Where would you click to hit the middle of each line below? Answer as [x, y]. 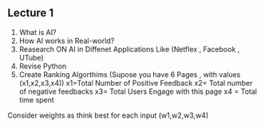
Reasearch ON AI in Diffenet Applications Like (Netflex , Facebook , [129, 49]
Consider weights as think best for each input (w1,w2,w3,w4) [108, 115]
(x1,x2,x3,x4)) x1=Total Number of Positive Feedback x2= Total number [136, 83]
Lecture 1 [31, 13]
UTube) [32, 57]
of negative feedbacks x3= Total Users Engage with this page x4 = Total [138, 91]
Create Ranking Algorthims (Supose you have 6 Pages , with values [130, 74]
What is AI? [38, 32]
